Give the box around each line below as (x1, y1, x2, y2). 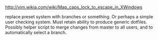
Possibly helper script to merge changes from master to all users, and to (5, 24, 153, 30)
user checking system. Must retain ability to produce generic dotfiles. (5, 19, 148, 25)
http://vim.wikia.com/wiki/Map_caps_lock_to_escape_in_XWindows (5, 4, 143, 10)
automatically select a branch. (5, 30, 67, 35)
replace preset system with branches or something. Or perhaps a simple (5, 14, 153, 19)
